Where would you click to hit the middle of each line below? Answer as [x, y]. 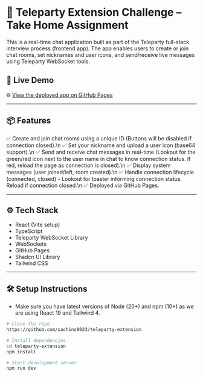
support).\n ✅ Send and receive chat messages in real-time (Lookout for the [101, 152]
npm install [21, 352]
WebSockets [31, 244]
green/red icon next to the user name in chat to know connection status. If [99, 159]
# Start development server [42, 362]
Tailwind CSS [31, 263]
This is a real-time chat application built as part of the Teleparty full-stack [98, 42]
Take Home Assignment [67, 25]
